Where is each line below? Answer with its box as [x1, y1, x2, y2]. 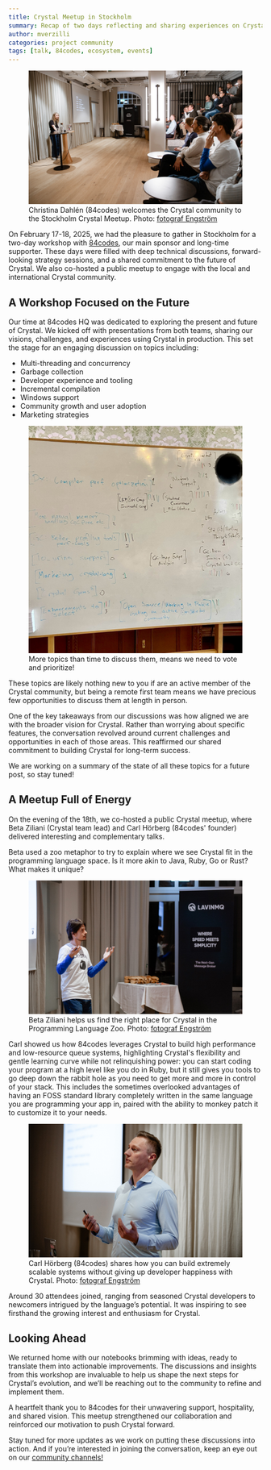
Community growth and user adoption [19, 401, 147, 410]
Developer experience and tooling [19, 375, 133, 385]
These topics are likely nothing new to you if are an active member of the [8, 678, 252, 688]
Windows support [19, 392, 80, 402]
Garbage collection [19, 367, 84, 377]
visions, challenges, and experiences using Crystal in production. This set [8, 334, 254, 344]
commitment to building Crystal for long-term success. [8, 745, 191, 755]
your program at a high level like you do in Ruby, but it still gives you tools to [8, 1064, 261, 1074]
